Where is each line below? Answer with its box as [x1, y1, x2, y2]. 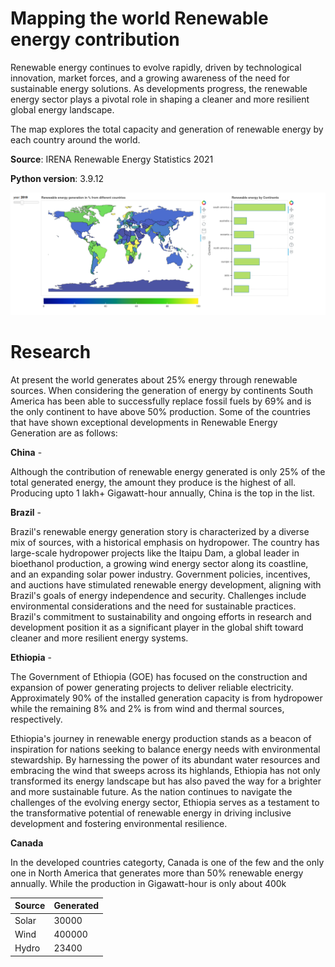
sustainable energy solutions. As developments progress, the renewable [10, 82, 308, 94]
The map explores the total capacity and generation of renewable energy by [10, 123, 324, 135]
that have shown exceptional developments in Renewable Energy [10, 416, 278, 428]
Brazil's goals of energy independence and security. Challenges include [10, 589, 307, 601]
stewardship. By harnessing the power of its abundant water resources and [10, 753, 321, 766]
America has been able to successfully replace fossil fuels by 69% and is [10, 395, 312, 407]
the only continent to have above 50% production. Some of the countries [10, 405, 311, 417]
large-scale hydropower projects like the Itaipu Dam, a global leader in [10, 547, 300, 559]
